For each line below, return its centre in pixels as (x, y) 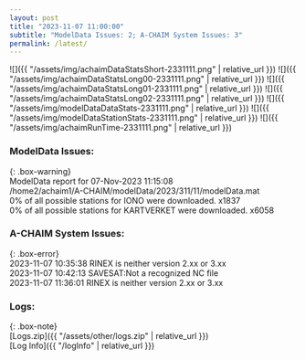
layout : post (34, 18)
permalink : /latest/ (49, 43)
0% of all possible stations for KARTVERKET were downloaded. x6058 (142, 210)
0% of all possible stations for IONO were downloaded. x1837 (125, 200)
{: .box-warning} (40, 171)
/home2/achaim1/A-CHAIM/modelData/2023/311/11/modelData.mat (135, 191)
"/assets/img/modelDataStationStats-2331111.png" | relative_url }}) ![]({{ (144, 118)
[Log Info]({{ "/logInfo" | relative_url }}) (82, 346)
